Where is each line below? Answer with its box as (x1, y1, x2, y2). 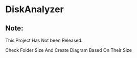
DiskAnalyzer (5, 4, 64, 15)
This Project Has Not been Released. (5, 37, 83, 43)
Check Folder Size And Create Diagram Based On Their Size (5, 47, 132, 53)
